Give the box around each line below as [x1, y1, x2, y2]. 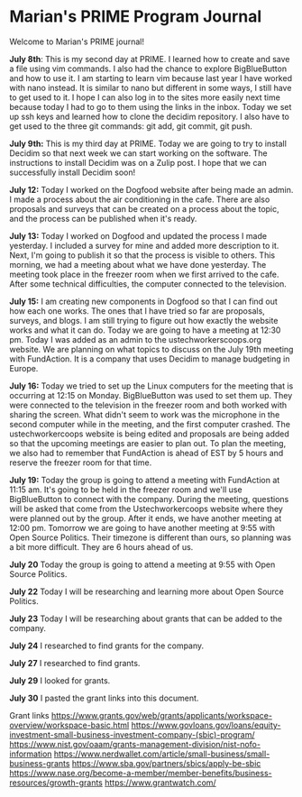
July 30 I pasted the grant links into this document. [9, 692, 199, 703]
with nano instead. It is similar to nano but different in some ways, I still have [9, 82, 292, 93]
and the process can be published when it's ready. [9, 213, 197, 224]
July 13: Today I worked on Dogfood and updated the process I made [9, 230, 268, 241]
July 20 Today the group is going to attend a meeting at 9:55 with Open [9, 559, 276, 570]
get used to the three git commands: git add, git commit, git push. [9, 120, 252, 132]
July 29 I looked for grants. [9, 674, 111, 686]
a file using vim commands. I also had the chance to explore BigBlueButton [9, 63, 287, 74]
